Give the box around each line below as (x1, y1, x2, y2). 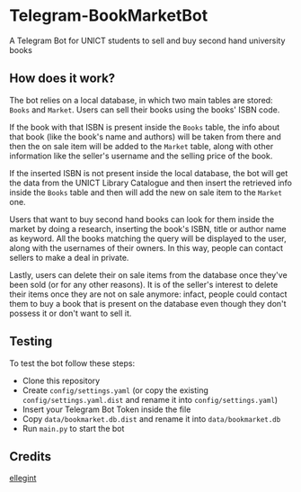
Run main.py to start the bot (22, 423, 125, 434)
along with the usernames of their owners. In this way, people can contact (9, 242, 284, 253)
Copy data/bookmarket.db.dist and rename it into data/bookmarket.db (22, 413, 281, 424)
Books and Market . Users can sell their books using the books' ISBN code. (9, 104, 280, 115)
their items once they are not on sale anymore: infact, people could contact (9, 289, 288, 300)
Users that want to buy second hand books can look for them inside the (9, 213, 275, 225)
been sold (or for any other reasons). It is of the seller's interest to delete (9, 279, 279, 290)
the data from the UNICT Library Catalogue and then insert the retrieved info (9, 177, 292, 188)
